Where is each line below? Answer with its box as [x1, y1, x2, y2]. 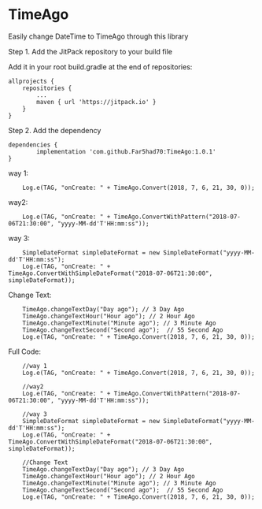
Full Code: [8, 347, 42, 356]
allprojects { [8, 77, 55, 85]
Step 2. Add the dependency [8, 125, 101, 135]
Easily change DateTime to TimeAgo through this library [8, 32, 189, 41]
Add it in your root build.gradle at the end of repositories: [8, 61, 193, 72]
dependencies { [8, 140, 58, 149]
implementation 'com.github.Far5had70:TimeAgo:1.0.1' [36, 147, 216, 155]
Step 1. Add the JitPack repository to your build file [8, 46, 173, 56]
